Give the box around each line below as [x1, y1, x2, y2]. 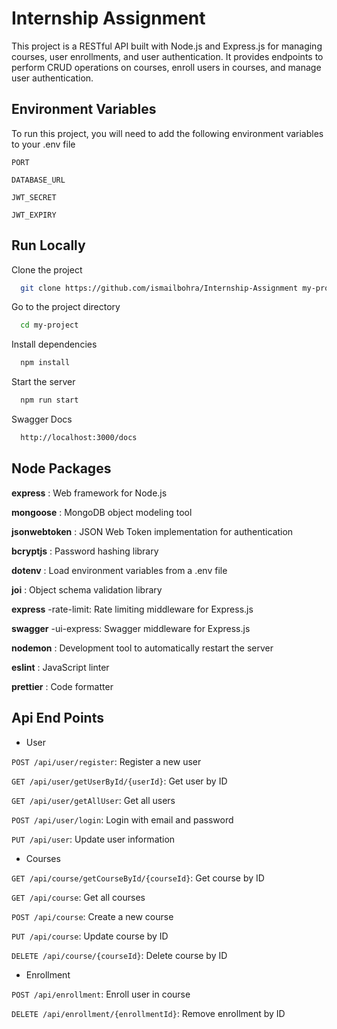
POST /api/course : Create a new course [11, 910, 174, 922]
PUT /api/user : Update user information [11, 833, 176, 845]
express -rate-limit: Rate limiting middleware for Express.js [11, 603, 254, 615]
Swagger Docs [11, 413, 73, 426]
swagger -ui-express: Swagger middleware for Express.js [11, 622, 251, 634]
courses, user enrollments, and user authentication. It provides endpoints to [11, 50, 324, 62]
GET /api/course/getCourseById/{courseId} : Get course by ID [11, 872, 265, 884]
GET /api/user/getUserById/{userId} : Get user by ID [11, 775, 228, 787]
